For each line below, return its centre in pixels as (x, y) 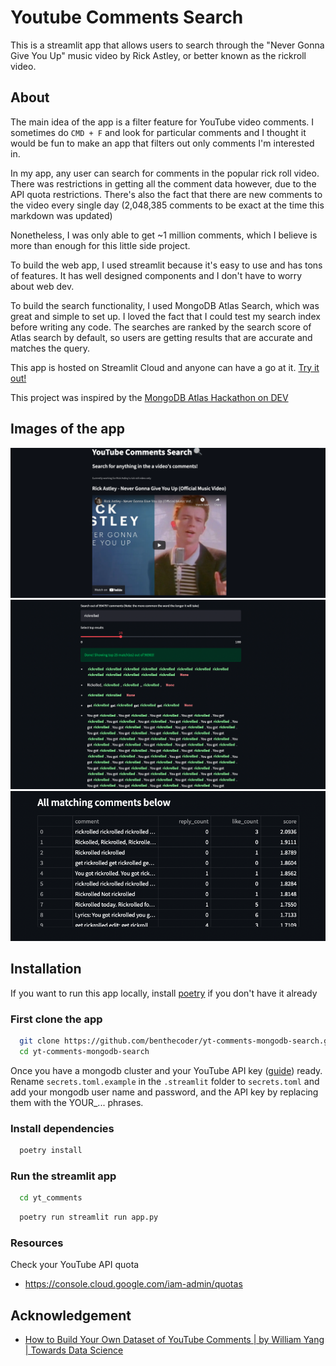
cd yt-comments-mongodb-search (84, 1052)
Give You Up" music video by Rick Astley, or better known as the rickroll (158, 55)
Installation (46, 969)
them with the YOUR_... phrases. (77, 1102)
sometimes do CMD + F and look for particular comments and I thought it (158, 132)
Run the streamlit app (63, 1176)
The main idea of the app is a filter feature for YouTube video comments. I (162, 122)
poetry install (51, 1151)
